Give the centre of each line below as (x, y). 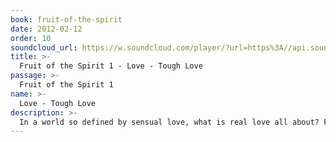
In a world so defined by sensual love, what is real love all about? (169, 122)
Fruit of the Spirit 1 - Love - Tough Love (111, 66)
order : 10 (31, 38)
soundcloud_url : (44, 47)
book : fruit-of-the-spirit (66, 19)
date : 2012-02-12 (46, 29)
